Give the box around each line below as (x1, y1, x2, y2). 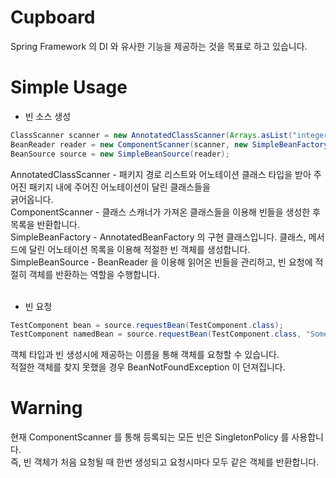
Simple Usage (10, 76, 128, 99)
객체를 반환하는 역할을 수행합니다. (28, 268, 160, 280)
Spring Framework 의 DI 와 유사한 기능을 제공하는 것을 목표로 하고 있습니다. (10, 40, 308, 52)
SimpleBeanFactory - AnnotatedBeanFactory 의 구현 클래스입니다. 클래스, (10, 231, 307, 243)
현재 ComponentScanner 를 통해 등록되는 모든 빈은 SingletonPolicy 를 (10, 431, 290, 443)
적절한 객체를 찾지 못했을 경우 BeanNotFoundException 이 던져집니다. (10, 361, 286, 373)
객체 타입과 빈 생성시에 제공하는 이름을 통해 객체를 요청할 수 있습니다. (10, 349, 280, 361)
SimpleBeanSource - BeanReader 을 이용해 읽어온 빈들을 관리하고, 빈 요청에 (10, 256, 313, 268)
